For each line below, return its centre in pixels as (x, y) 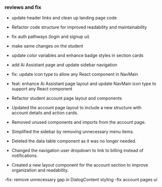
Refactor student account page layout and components (67, 98)
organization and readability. (40, 170)
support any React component (42, 89)
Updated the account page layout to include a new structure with (76, 108)
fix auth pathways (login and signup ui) (50, 37)
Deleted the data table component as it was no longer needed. (74, 141)
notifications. (25, 156)
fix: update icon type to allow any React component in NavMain (75, 74)
